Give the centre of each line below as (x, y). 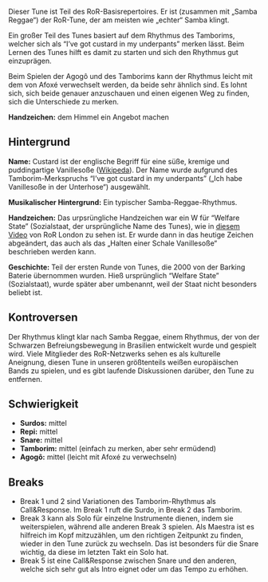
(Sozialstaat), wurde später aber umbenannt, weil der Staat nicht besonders (133, 284)
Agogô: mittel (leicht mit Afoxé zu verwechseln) (98, 457)
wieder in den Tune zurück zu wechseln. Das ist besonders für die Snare (139, 544)
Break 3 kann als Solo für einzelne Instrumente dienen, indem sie (126, 518)
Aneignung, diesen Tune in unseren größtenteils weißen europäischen (124, 362)
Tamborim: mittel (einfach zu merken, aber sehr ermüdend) (118, 449)
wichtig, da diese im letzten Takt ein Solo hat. (94, 553)
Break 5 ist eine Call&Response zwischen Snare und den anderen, (128, 560)
